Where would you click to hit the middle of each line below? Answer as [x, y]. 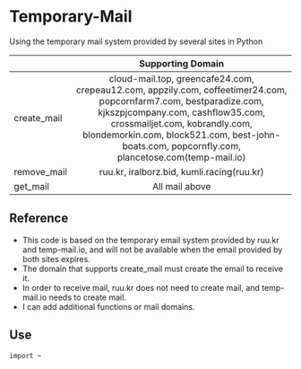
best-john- [257, 135]
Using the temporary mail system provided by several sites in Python [136, 41]
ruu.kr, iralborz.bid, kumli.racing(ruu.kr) [181, 171]
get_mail [31, 186]
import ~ [26, 356]
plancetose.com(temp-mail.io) [181, 157]
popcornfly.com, [206, 145]
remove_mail [40, 171]
